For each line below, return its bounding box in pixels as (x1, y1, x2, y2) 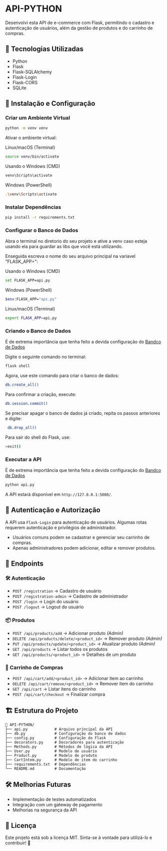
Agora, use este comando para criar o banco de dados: (5, 373, 119, 379)
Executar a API (5, 456, 41, 463)
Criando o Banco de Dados (5, 327, 71, 334)
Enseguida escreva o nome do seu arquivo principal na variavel (5, 253, 136, 259)
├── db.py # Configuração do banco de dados (5, 731, 126, 736)
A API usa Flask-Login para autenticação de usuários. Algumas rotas (5, 519, 147, 525)
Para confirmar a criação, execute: (5, 392, 76, 398)
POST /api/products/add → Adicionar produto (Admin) (12, 630, 123, 636)
